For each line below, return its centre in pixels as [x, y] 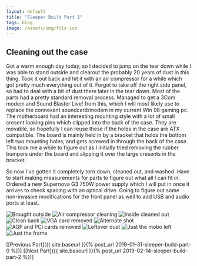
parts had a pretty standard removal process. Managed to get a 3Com [91, 97]
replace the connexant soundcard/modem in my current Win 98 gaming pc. [97, 110]
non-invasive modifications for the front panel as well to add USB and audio [98, 197]
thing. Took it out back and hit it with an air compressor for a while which [94, 79]
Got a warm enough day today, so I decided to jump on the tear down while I [98, 66]
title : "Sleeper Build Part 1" [44, 17]
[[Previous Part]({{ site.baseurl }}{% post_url [60, 245]
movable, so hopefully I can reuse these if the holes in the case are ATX [93, 129]
